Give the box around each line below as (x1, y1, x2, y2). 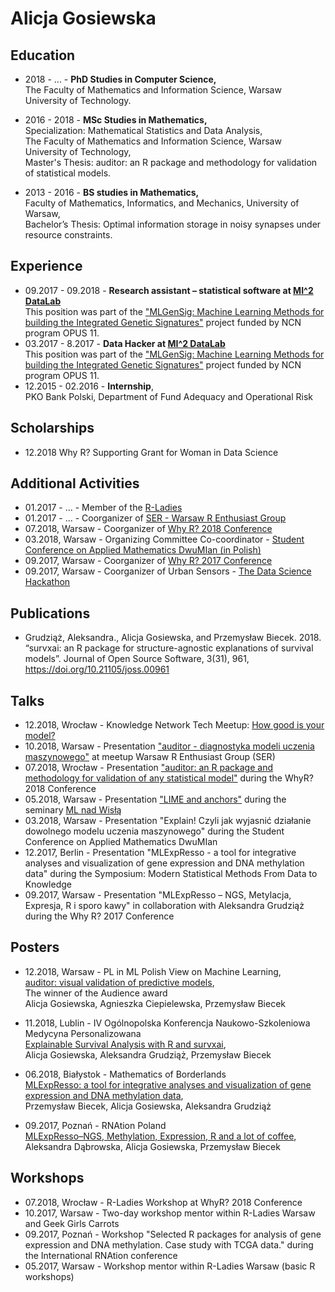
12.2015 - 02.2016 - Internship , (24, 380, 154, 392)
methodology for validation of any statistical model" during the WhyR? (24, 772, 314, 784)
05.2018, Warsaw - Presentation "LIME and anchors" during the (24, 793, 287, 806)
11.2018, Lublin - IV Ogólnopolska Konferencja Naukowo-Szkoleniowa (24, 1017, 311, 1029)
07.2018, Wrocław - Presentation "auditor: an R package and (24, 762, 273, 774)
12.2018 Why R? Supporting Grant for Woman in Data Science (24, 446, 279, 458)
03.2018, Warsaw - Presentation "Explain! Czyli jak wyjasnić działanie (24, 815, 312, 827)
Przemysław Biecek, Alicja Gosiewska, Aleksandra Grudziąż (24, 1100, 272, 1112)
